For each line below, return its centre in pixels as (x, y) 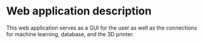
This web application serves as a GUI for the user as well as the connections (101, 28)
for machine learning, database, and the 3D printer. (70, 34)
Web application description (79, 11)
